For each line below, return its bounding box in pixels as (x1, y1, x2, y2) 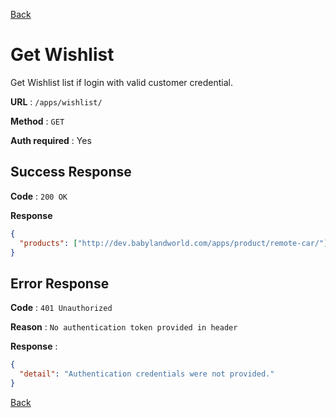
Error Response (10, 275, 110, 292)
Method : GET (10, 115, 65, 127)
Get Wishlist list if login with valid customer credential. (10, 76, 234, 88)
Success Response (10, 164, 132, 181)
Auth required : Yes (10, 134, 92, 146)
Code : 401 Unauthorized (10, 302, 113, 314)
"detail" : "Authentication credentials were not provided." (19, 369, 275, 379)
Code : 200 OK (10, 190, 68, 202)
